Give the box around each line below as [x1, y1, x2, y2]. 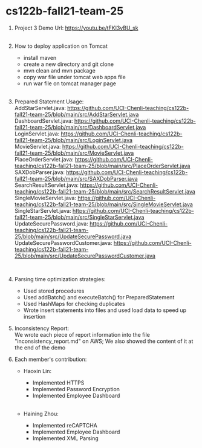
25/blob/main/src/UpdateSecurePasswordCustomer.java [14, 252, 155, 259]
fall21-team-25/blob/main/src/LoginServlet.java [14, 136, 133, 143]
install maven [23, 54, 57, 61]
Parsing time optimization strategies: [14, 275, 106, 282]
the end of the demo [14, 343, 66, 351]
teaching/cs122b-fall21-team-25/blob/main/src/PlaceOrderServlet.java [14, 162, 191, 169]
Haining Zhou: [23, 410, 59, 417]
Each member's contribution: [14, 355, 87, 363]
